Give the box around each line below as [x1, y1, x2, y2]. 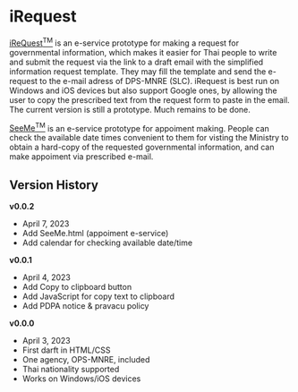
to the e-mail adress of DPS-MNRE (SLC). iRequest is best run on [39, 75, 280, 86]
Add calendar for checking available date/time [21, 237, 193, 248]
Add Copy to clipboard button [21, 282, 132, 293]
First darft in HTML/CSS [21, 345, 111, 355]
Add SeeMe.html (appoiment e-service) [21, 228, 169, 239]
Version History [9, 177, 98, 192]
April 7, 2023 [21, 218, 70, 229]
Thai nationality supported [21, 364, 120, 375]
